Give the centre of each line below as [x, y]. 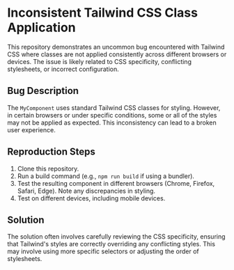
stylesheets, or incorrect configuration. [63, 69]
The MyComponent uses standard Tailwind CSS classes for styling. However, [114, 108]
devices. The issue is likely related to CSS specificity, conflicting [99, 61]
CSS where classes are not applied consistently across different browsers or [117, 54]
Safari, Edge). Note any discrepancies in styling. [86, 191]
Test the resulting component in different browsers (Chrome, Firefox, [116, 183]
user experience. [31, 129]
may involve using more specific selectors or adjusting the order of [103, 251]
